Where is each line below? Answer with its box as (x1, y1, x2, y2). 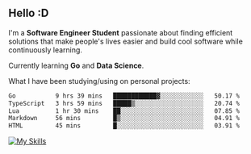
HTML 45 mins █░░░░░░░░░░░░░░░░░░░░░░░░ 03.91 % (8, 122, 241, 130)
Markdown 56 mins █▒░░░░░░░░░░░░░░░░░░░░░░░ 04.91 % (8, 114, 241, 123)
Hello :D (8, 6, 49, 20)
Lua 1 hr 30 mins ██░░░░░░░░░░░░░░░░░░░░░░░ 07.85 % (8, 106, 241, 115)
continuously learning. (8, 44, 83, 55)
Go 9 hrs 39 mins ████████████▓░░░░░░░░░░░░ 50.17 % (8, 92, 241, 100)
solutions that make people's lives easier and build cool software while (8, 36, 244, 46)
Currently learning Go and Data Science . (8, 60, 144, 70)
